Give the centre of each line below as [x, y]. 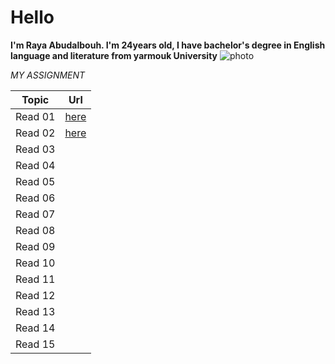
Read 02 [35, 133]
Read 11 [35, 279]
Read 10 [35, 263]
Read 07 [35, 214]
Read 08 [35, 230]
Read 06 [35, 198]
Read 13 [35, 311]
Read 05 [35, 181]
